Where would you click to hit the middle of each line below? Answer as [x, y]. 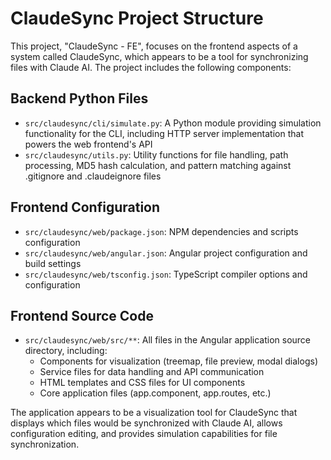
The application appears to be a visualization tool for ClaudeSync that [154, 413]
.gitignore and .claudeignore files [93, 176]
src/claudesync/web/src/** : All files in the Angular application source [168, 340]
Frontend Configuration [85, 207]
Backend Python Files [79, 98]
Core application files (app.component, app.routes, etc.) [155, 393]
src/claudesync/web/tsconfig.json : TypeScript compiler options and [166, 274]
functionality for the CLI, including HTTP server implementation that [164, 133]
